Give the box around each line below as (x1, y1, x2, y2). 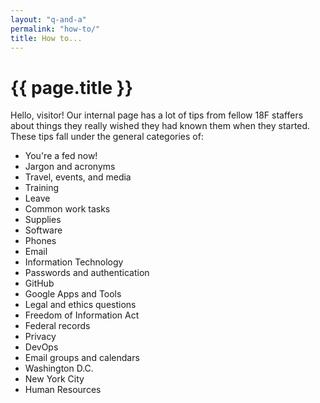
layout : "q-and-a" (10, 14, 87, 25)
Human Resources (24, 384, 102, 396)
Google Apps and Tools (24, 288, 122, 300)
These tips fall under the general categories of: (10, 131, 204, 143)
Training (24, 182, 60, 194)
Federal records (24, 320, 91, 332)
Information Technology (24, 256, 124, 268)
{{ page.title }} (10, 76, 134, 99)
